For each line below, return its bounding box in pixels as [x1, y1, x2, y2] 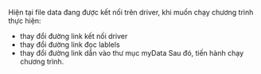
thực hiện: [8, 16, 41, 25]
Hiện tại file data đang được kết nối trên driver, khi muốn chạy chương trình [8, 8, 254, 17]
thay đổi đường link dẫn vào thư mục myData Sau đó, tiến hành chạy [19, 49, 244, 57]
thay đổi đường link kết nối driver [19, 32, 128, 41]
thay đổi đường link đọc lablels [19, 40, 121, 49]
